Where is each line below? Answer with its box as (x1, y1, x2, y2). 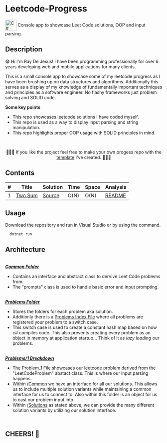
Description (5, 45, 42, 54)
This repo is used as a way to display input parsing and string (12, 119, 139, 125)
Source (42, 192, 60, 199)
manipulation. (12, 124, 41, 130)
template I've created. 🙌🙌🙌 (56, 154, 111, 160)
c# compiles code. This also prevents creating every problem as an (12, 330, 151, 336)
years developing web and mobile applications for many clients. (5, 63, 136, 70)
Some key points (5, 104, 41, 110)
